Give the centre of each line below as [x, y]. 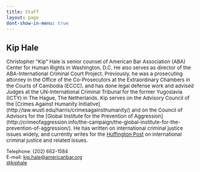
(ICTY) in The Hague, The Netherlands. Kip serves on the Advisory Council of [98, 98]
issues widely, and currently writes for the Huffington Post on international [94, 134]
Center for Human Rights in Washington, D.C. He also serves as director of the [99, 68]
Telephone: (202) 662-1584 [37, 151]
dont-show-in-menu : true [37, 23]
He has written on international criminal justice [128, 128]
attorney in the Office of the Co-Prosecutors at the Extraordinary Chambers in [98, 80]
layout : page [23, 18]
